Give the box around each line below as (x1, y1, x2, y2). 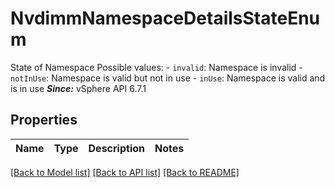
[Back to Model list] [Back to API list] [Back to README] (10, 166, 240, 178)
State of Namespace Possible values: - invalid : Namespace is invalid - (10, 61, 303, 73)
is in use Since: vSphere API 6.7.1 (10, 82, 147, 94)
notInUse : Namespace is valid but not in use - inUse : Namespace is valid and (10, 72, 326, 84)
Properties (10, 112, 78, 129)
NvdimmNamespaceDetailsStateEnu (10, 7, 321, 30)
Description (88, 141, 145, 155)
